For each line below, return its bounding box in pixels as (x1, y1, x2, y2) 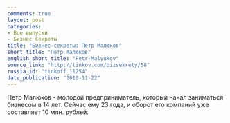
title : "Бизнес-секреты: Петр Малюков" (7, 42, 123, 49)
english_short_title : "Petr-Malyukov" (7, 55, 119, 62)
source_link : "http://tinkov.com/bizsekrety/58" (7, 61, 150, 68)
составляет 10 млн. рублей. (7, 108, 89, 116)
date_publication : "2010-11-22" (7, 74, 100, 82)
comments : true (7, 10, 51, 17)
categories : (7, 23, 42, 30)
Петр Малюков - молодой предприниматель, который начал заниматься (7, 93, 224, 102)
